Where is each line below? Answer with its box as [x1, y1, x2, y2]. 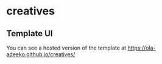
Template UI [6, 28, 53, 39]
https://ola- [127, 44, 156, 51]
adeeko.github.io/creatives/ [6, 51, 76, 58]
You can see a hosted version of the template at [6, 44, 127, 51]
